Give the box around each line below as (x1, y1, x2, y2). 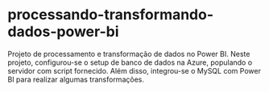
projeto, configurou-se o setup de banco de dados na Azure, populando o (7, 58, 253, 67)
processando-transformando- (7, 6, 214, 24)
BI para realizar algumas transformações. (7, 74, 144, 84)
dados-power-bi (7, 22, 119, 41)
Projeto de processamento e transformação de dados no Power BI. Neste (7, 49, 250, 58)
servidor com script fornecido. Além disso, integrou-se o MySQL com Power (7, 66, 261, 75)
